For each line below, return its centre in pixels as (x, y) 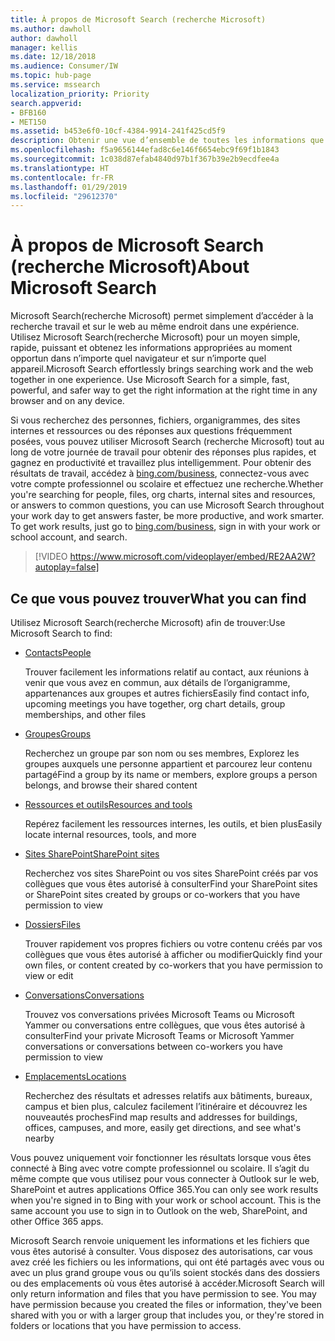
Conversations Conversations (84, 995)
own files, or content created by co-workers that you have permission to (173, 965)
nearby (39, 1138)
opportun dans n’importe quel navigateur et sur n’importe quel (138, 358)
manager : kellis (44, 47)
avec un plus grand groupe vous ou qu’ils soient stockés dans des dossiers (165, 1272)
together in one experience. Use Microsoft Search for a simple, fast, (150, 380)
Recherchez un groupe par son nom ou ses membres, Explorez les (162, 753)
